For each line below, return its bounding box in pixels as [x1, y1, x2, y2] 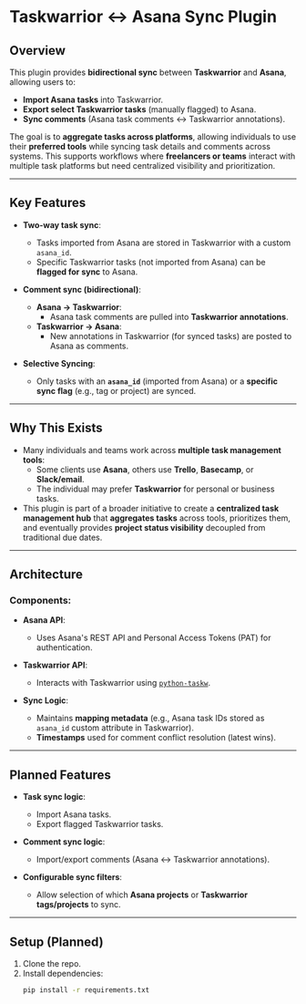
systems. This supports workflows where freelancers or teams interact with [9, 150, 296, 161]
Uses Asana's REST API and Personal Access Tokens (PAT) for [36, 632, 271, 644]
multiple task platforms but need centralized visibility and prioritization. [9, 160, 276, 171]
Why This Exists [9, 420, 103, 436]
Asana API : [22, 615, 66, 626]
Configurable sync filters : [22, 872, 123, 883]
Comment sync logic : [22, 836, 106, 847]
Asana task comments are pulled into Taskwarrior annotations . [49, 311, 289, 322]
